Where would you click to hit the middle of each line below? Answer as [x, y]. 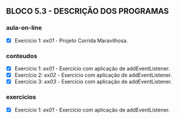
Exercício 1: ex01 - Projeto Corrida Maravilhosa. [71, 40]
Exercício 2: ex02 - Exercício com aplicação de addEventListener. [93, 75]
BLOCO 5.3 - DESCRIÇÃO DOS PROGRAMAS [88, 11]
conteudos [22, 56]
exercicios [21, 97]
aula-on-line [24, 28]
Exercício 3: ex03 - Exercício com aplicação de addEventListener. [93, 82]
